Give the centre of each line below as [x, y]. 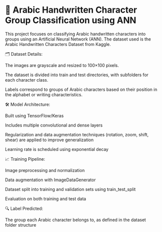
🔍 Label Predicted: [24, 208]
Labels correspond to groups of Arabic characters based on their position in [81, 89]
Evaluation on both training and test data [46, 199]
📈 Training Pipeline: [25, 159]
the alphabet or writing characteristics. [44, 94]
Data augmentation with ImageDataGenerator [50, 180]
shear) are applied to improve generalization [49, 140]
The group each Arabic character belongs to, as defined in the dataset [75, 220]
